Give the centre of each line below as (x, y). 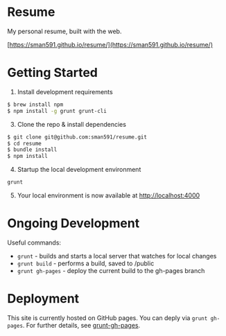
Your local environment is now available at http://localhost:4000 (108, 195)
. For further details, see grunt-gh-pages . (81, 325)
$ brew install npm (35, 105)
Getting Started (53, 73)
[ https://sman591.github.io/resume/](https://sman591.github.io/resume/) (110, 44)
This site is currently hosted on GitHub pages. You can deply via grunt (107, 318)
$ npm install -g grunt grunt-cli (57, 111)
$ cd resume (24, 143)
